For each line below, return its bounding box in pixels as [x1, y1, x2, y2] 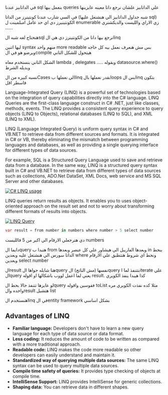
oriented [5, 203, 23, 209]
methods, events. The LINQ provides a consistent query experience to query [5, 106, 163, 111]
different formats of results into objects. [5, 209, 87, 214]
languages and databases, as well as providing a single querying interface [5, 142, 158, 148]
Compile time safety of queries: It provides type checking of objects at [12, 368, 160, 374]
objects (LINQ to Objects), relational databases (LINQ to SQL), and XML [5, 111, 153, 117]
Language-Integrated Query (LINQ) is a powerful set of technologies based [5, 89, 160, 95]
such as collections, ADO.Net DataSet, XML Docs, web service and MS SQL [5, 173, 161, 179]
